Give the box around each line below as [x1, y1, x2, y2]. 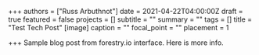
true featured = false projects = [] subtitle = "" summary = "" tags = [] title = [8, 15, 253, 24]
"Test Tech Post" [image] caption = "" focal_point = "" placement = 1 [8, 23, 229, 32]
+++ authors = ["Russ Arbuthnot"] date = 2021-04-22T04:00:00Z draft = [8, 7, 244, 15]
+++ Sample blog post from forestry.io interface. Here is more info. [8, 38, 225, 47]
